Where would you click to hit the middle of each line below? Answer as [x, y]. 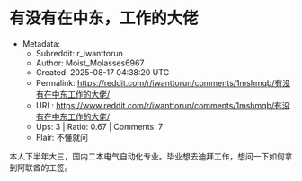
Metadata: [41, 43]
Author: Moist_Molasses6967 [90, 63]
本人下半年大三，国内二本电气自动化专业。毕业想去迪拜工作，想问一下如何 [147, 156]
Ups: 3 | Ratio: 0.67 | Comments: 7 [99, 126]
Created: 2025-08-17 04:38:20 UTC [102, 72]
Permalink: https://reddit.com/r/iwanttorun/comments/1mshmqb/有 [159, 82]
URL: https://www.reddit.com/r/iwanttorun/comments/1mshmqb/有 [159, 105]
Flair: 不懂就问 [62, 137]
